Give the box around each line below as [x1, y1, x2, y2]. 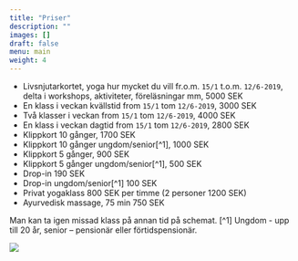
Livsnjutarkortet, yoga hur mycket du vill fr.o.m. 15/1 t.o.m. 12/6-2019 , [22, 81, 283, 91]
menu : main [9, 47, 51, 57]
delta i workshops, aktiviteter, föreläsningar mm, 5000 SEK [22, 90, 243, 101]
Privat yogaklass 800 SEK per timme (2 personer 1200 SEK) [22, 188, 248, 198]
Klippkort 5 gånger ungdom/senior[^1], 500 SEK [22, 159, 202, 169]
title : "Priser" [9, 13, 71, 23]
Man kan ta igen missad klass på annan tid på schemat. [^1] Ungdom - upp [9, 215, 290, 225]
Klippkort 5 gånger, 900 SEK [22, 149, 130, 160]
